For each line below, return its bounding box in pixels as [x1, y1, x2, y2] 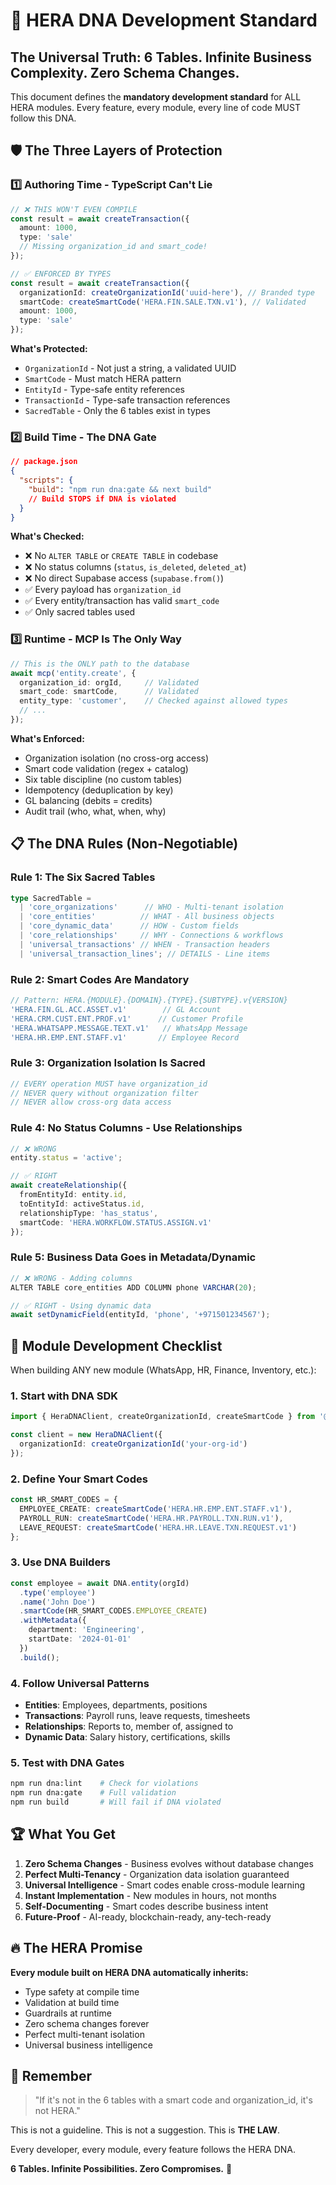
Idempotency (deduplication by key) [24, 784, 174, 796]
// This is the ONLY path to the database [10, 659, 190, 669]
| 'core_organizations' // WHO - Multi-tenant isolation [19, 902, 284, 913]
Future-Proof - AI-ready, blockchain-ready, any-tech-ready [24, 1910, 272, 1923]
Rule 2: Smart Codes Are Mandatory [10, 972, 190, 986]
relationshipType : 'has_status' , [19, 1208, 159, 1218]
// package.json [10, 457, 78, 467]
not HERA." [34, 2105, 81, 2117]
